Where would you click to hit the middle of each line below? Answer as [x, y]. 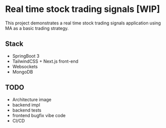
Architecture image [32, 99]
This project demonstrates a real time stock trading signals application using [83, 23]
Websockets [25, 66]
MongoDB [23, 72]
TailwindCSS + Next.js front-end [45, 61]
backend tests [27, 110]
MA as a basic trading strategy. [37, 28]
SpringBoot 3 [26, 56]
